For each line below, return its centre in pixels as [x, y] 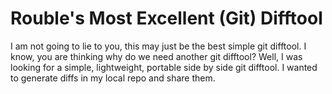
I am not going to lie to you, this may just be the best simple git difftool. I [158, 46]
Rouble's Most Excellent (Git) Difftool [166, 18]
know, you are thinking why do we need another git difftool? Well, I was [156, 56]
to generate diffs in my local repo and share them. [113, 78]
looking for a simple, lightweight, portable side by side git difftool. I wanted [164, 67]
